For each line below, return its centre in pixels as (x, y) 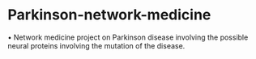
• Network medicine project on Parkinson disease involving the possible (128, 37)
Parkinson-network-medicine (109, 15)
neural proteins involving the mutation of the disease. (96, 45)
